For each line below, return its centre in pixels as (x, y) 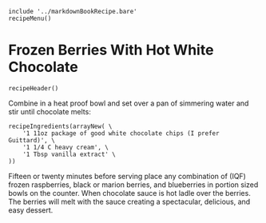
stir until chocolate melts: (50, 111)
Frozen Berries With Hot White (111, 50)
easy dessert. (31, 210)
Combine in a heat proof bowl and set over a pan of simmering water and (129, 103)
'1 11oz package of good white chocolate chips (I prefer (121, 133)
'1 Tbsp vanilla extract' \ (69, 154)
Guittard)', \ (32, 140)
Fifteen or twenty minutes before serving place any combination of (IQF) (127, 176)
